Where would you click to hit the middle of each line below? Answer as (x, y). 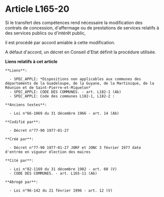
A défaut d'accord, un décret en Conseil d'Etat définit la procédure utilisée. (81, 52)
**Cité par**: (20, 160)
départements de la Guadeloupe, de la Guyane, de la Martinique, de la (80, 83)
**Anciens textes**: (26, 105)
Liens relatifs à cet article (31, 61)
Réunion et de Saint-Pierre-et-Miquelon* (48, 87)
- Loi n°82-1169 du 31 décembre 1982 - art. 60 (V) (63, 169)
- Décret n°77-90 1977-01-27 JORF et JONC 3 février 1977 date (75, 148)
